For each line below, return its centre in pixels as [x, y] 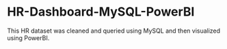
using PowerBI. [28, 37]
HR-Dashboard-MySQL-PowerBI [101, 12]
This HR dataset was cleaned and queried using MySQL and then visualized [114, 31]
